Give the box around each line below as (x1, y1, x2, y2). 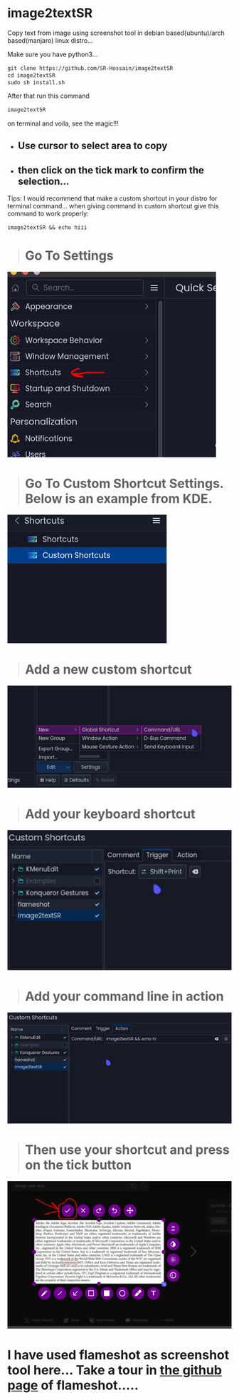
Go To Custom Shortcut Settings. (24, 476, 224, 492)
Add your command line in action (24, 988, 224, 1005)
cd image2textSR (7, 71, 55, 79)
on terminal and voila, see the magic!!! (7, 119, 119, 128)
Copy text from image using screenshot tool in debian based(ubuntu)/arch (7, 29, 225, 37)
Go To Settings (24, 248, 114, 264)
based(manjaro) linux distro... (7, 36, 94, 44)
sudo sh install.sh (7, 78, 65, 86)
